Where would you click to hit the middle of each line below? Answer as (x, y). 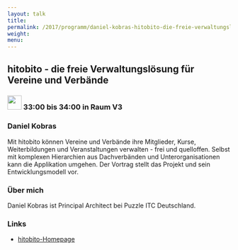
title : (17, 21)
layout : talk (27, 14)
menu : (15, 40)
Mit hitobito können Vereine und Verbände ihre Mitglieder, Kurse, (102, 142)
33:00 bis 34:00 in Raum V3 (73, 107)
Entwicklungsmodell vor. (43, 171)
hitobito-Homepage (46, 239)
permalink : (23, 27)
